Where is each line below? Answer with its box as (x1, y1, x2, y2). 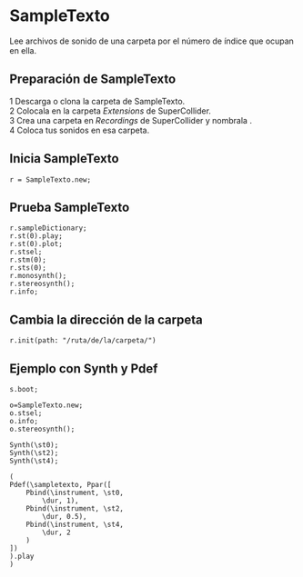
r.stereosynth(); (9, 279, 76, 289)
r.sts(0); (9, 264, 47, 273)
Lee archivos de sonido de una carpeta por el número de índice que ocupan (9, 35, 294, 46)
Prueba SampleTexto (9, 199, 130, 214)
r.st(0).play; (9, 232, 64, 241)
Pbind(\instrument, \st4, (25, 520, 125, 529)
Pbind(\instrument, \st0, (25, 488, 125, 497)
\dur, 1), (42, 496, 79, 505)
